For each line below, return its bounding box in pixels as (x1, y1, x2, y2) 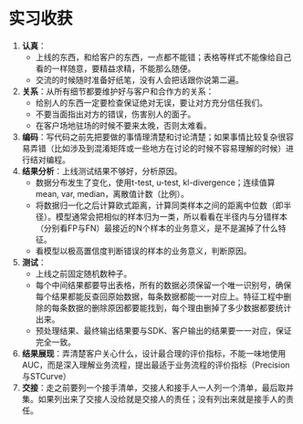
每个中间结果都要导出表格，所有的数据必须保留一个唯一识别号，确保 (35, 279, 292, 290)
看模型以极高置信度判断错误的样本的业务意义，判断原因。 (35, 245, 252, 256)
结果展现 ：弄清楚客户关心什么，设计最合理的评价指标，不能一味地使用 (21, 347, 287, 358)
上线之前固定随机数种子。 (35, 268, 132, 279)
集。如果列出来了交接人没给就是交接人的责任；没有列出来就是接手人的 (21, 393, 287, 404)
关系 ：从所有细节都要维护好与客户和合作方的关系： (21, 86, 214, 97)
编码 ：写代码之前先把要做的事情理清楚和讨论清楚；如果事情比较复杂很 (21, 131, 287, 142)
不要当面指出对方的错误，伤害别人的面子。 (35, 109, 196, 119)
